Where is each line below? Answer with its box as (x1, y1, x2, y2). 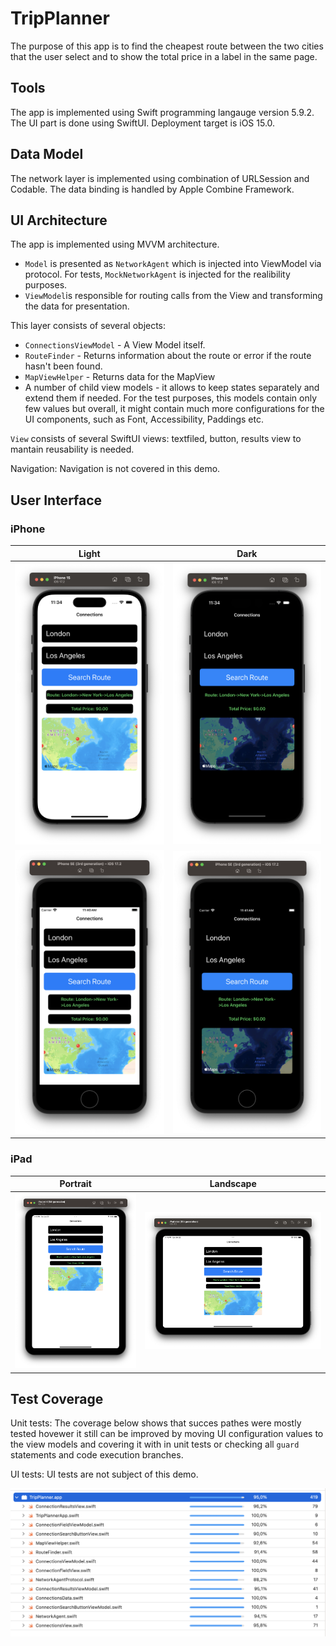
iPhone (10, 522, 46, 536)
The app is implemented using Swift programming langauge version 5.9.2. (10, 106, 315, 118)
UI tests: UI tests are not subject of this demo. (10, 1468, 199, 1481)
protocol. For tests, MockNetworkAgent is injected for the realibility (24, 268, 291, 281)
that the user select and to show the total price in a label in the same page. (10, 50, 318, 62)
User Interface (10, 492, 103, 509)
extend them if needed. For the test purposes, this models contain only (24, 392, 318, 404)
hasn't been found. (24, 360, 103, 372)
